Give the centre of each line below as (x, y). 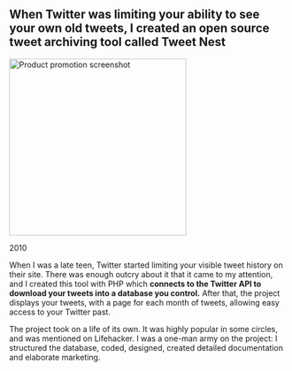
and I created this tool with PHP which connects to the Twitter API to (135, 284)
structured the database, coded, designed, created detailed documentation (146, 347)
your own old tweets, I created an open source (139, 29)
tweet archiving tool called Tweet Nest (117, 42)
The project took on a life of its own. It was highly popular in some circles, (144, 329)
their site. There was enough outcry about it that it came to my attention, (141, 274)
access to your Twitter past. (60, 312)
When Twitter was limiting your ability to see (134, 15)
